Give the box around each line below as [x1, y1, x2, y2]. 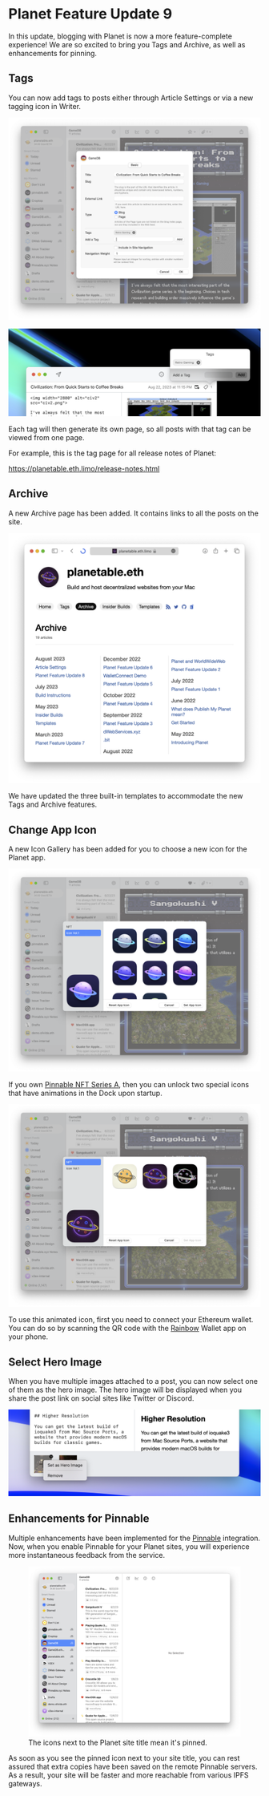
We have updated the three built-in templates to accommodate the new [8, 791, 243, 801]
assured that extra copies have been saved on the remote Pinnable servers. [8, 1762, 258, 1772]
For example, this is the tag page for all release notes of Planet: [8, 448, 217, 458]
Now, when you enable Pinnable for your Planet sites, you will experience [8, 1541, 250, 1551]
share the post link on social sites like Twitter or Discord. [8, 1394, 195, 1403]
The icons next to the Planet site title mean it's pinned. [28, 1737, 207, 1748]
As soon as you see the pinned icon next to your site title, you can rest [8, 1754, 240, 1763]
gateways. [8, 1779, 42, 1789]
